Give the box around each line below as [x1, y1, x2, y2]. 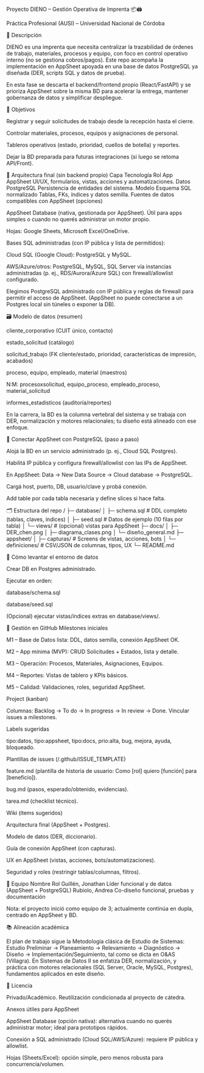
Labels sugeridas [6, 725, 50, 733]
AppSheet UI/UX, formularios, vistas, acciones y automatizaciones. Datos [6, 178, 191, 185]
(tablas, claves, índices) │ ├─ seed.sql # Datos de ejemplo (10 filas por [6, 515, 184, 523]
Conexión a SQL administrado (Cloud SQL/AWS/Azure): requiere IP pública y [6, 1036, 199, 1042]
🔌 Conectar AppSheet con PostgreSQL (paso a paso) [6, 436, 139, 443]
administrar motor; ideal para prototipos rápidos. [6, 1024, 128, 1031]
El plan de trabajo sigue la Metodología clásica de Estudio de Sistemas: [6, 938, 185, 945]
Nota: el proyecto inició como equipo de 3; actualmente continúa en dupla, [6, 905, 194, 912]
